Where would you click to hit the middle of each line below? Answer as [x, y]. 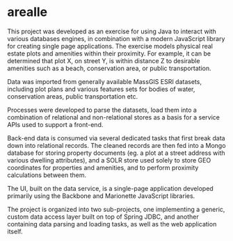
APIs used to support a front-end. [55, 124]
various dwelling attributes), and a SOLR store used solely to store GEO [109, 160]
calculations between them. [47, 175]
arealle [27, 12]
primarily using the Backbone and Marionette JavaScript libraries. [101, 196]
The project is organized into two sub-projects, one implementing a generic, [116, 209]
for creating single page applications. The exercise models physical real [110, 46]
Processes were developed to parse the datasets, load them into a [102, 110]
